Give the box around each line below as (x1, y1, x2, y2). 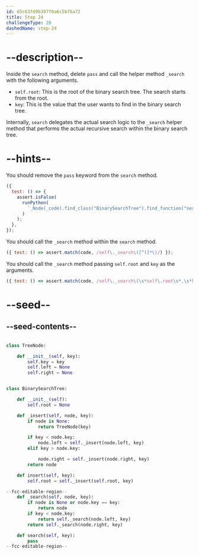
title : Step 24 (6, 14, 44, 20)
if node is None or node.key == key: (27, 500, 120, 506)
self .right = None (27, 370, 73, 376)
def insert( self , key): (17, 472, 76, 478)
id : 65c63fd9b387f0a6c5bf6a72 (6, 8, 81, 15)
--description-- (6, 51, 84, 64)
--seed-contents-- (6, 322, 77, 332)
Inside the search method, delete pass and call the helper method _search (6, 71, 185, 78)
